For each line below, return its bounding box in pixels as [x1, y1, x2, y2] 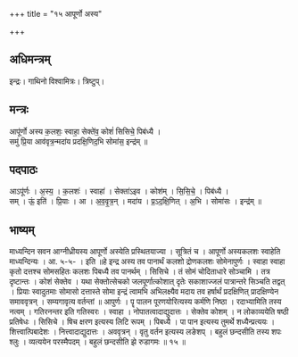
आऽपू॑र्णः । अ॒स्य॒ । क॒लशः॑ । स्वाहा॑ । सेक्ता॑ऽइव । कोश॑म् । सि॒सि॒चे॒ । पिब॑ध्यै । [9, 186, 229, 196]
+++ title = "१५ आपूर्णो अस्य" [9, 9, 103, 19]
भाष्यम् [9, 222, 35, 237]
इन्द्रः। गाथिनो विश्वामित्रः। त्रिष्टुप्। [9, 76, 105, 87]
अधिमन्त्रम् [9, 52, 51, 67]
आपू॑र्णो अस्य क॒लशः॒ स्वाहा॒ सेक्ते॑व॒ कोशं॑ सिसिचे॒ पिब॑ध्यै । [9, 126, 161, 137]
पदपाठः [9, 162, 38, 178]
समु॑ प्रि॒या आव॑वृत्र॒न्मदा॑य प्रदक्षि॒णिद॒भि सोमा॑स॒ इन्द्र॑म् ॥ [9, 136, 148, 146]
